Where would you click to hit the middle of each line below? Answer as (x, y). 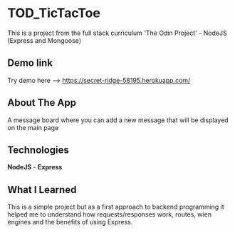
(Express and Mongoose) (45, 40)
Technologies (38, 150)
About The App (42, 103)
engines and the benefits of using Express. (70, 222)
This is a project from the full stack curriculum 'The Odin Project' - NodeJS (117, 33)
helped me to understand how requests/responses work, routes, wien (110, 214)
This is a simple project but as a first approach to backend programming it (116, 207)
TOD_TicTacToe (54, 13)
